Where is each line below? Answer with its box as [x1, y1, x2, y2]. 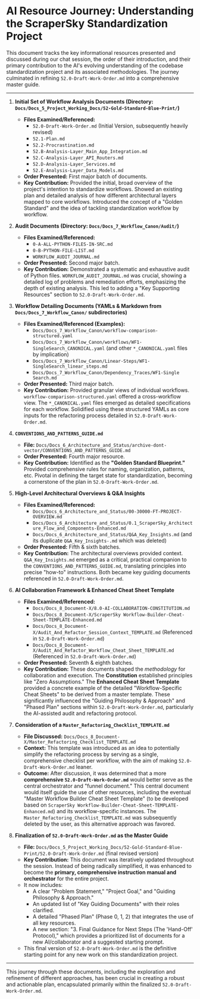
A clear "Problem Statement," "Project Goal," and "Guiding [32, 888, 176, 895]
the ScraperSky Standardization [6, 17, 168, 30]
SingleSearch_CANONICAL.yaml [32, 346, 105, 351]
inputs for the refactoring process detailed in [23, 412, 133, 419]
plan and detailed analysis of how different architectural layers [23, 192, 177, 199]
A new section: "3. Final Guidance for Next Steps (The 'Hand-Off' [32, 925, 193, 933]
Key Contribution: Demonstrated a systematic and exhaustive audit [23, 265, 190, 272]
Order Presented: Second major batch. [23, 259, 120, 266]
